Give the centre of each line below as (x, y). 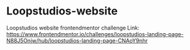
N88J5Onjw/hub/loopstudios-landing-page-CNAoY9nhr (77, 40)
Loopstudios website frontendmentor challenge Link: (73, 28)
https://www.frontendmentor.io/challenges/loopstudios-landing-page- (95, 34)
